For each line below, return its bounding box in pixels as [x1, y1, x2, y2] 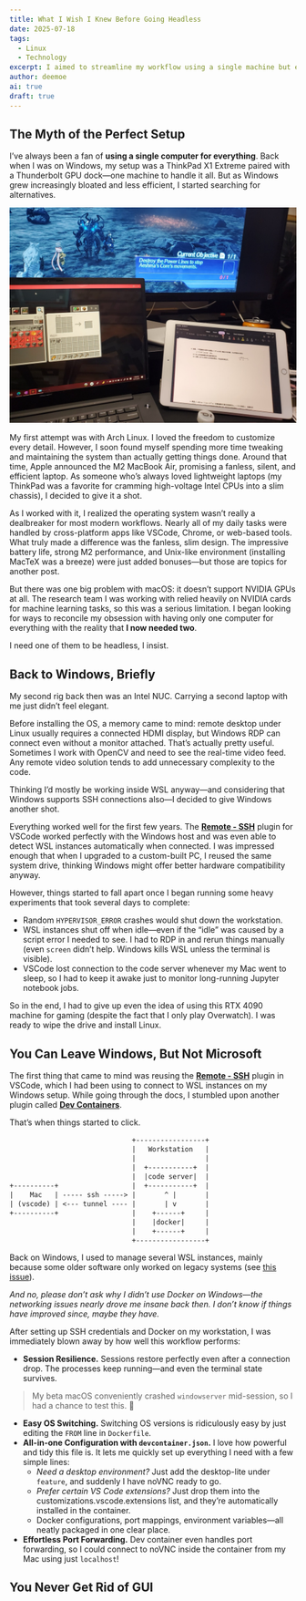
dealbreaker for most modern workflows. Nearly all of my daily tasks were [9, 518, 287, 529]
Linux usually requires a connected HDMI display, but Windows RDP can [9, 728, 280, 739]
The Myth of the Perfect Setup [9, 127, 186, 142]
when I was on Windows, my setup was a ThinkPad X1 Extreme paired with [9, 160, 291, 171]
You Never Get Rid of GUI [9, 1580, 154, 1596]
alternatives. [9, 190, 56, 201]
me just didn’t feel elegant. [9, 700, 109, 711]
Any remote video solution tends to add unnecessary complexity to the [9, 757, 275, 768]
